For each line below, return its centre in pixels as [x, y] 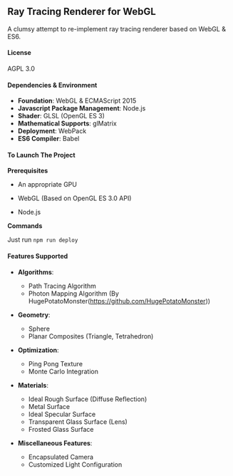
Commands [25, 226]
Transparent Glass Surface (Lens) [78, 421]
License [20, 53]
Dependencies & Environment [52, 85]
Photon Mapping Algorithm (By [74, 293]
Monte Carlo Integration [63, 371]
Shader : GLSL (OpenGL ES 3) [61, 116]
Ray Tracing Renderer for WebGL [82, 12]
